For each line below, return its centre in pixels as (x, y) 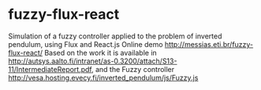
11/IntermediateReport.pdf (50, 69)
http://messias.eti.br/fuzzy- (209, 44)
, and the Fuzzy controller (133, 69)
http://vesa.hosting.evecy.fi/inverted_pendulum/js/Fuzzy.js (103, 77)
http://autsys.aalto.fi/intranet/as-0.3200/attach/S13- (93, 61)
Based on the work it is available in (101, 52)
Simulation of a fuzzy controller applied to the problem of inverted (115, 36)
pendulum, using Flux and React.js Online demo (86, 44)
